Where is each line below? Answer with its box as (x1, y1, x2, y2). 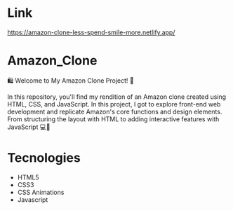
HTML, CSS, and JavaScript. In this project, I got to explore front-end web (7, 100, 221, 108)
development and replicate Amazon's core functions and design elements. (7, 107, 222, 116)
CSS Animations (17, 188, 65, 196)
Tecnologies (7, 150, 81, 166)
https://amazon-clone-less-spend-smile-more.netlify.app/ (7, 28, 175, 36)
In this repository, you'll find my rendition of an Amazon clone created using (7, 93, 227, 101)
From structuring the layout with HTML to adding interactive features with (7, 114, 220, 123)
